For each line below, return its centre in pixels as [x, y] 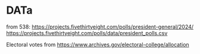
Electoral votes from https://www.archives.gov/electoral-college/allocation [98, 45]
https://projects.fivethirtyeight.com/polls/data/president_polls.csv [87, 33]
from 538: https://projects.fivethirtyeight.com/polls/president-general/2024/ [100, 27]
